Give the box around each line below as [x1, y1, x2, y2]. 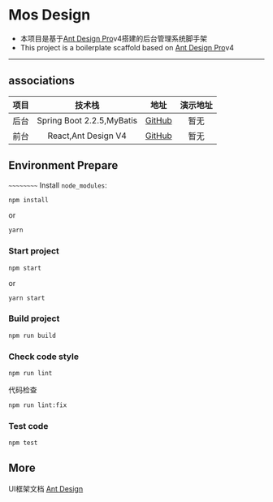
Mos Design [8, 6, 91, 24]
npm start [8, 264, 42, 272]
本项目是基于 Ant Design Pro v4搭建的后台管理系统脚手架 [19, 33, 208, 43]
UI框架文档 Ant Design [8, 483, 84, 493]
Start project [8, 245, 59, 257]
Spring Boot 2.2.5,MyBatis [37, 115, 138, 126]
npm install [8, 196, 49, 204]
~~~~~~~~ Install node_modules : [8, 180, 107, 190]
